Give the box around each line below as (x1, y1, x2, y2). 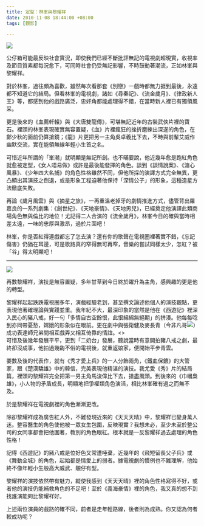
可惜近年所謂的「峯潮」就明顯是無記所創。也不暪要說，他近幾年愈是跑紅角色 (6, 154, 198, 161)
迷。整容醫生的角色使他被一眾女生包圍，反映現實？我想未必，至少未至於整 (6, 421, 192, 429)
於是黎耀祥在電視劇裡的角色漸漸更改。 (6, 401, 102, 408)
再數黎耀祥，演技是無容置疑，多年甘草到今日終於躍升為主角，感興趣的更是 (6, 278, 192, 286)
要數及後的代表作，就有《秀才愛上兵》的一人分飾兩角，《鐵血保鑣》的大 (6, 357, 185, 365)
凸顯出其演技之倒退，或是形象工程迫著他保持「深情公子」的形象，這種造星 (6, 177, 192, 184)
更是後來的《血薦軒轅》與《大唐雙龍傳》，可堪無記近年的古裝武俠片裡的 (6, 118, 185, 125)
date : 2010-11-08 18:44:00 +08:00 (6, 15, 94, 21)
